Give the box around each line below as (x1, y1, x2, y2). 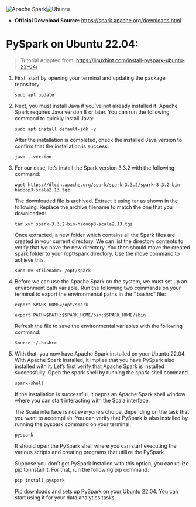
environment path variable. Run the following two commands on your (14, 284, 181, 291)
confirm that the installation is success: (14, 143, 109, 150)
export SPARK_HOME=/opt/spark (14, 302, 89, 307)
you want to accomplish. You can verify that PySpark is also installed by (14, 414, 188, 421)
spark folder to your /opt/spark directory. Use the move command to (14, 250, 180, 257)
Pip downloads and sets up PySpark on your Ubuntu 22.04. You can (14, 488, 178, 495)
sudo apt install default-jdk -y (14, 126, 97, 132)
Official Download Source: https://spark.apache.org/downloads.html (14, 17, 181, 23)
